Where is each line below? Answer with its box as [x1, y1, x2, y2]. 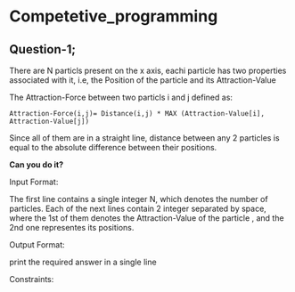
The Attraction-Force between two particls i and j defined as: [9, 92, 234, 102]
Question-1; [9, 42, 77, 57]
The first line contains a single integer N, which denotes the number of [9, 194, 269, 204]
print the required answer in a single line [9, 256, 158, 267]
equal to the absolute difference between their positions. [9, 142, 217, 152]
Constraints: [9, 274, 54, 284]
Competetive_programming [9, 6, 218, 27]
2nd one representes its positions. [9, 223, 135, 232]
